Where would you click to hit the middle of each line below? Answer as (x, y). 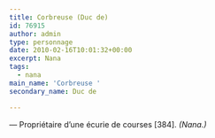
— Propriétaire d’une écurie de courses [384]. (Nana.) (108, 124)
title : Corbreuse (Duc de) (59, 17)
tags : (19, 67)
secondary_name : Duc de (53, 91)
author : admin (35, 34)
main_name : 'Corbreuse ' (55, 83)
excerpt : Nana (35, 58)
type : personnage (41, 42)
